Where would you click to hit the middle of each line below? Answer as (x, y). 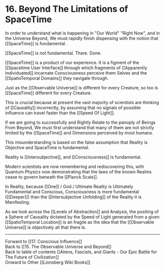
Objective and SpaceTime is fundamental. (47, 147)
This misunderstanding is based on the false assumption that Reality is (76, 142)
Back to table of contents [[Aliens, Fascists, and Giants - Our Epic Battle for (81, 252)
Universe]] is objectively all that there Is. (46, 227)
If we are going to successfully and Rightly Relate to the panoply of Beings (80, 122)
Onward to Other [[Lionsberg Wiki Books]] (48, 262)
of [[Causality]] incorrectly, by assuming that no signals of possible (73, 108)
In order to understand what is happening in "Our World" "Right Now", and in (82, 33)
